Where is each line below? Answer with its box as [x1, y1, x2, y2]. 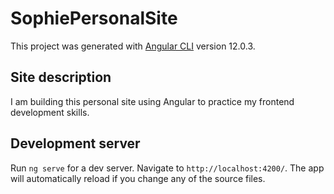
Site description [10, 69, 112, 86]
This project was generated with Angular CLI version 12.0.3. [10, 40, 256, 52]
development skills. [10, 106, 90, 118]
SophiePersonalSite [10, 7, 178, 30]
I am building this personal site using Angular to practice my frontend [10, 95, 295, 107]
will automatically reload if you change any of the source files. [10, 172, 266, 184]
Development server [10, 135, 141, 152]
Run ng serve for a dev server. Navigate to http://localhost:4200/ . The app [10, 162, 325, 174]
